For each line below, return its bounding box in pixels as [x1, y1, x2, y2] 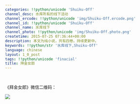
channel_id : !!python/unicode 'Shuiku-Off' [5, 20, 95, 26]
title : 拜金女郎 [5, 61, 35, 66]
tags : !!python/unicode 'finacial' [5, 57, 77, 61]
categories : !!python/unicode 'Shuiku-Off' [5, 7, 95, 12]
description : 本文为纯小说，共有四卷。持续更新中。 [5, 39, 99, 44]
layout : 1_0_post [5, 52, 40, 57]
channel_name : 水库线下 [5, 25, 50, 30]
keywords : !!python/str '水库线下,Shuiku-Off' [5, 43, 98, 48]
